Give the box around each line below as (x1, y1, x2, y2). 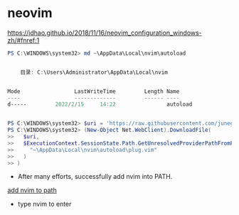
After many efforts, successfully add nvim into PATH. (17, 172, 173, 181)
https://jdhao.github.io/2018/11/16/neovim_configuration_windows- (7, 28, 203, 37)
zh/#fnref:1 (7, 35, 40, 44)
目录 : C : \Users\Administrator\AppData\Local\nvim (20, 69, 169, 76)
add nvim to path (7, 186, 57, 194)
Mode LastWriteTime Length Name (7, 87, 180, 95)
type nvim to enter (17, 200, 72, 209)
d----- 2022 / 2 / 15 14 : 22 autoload (7, 101, 193, 108)
